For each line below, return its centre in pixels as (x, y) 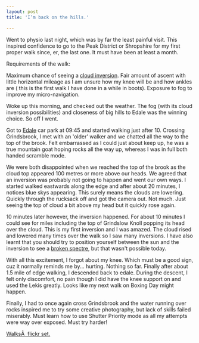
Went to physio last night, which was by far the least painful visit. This (92, 39)
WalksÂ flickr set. (28, 333)
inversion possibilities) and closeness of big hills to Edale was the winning (97, 112)
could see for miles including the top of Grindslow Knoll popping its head (95, 223)
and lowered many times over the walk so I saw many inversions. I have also (100, 236)
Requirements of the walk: (38, 64)
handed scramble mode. (36, 155)
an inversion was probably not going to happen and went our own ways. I (96, 180)
